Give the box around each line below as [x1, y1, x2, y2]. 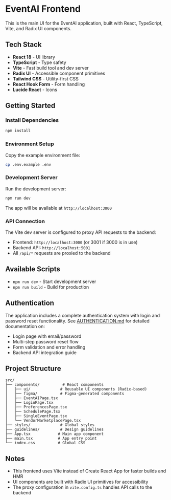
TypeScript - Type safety [12, 59, 66, 66]
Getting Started [5, 101, 56, 110]
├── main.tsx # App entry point [5, 436, 97, 441]
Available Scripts [5, 265, 60, 274]
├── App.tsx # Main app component [5, 431, 104, 437]
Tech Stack [5, 40, 42, 49]
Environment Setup [5, 140, 55, 147]
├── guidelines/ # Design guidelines [5, 427, 104, 432]
